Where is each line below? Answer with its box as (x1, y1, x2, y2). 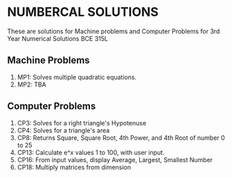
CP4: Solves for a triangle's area (17, 126, 110, 134)
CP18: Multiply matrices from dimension (17, 163, 132, 171)
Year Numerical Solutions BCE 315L (7, 34, 109, 42)
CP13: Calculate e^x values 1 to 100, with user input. (17, 148, 165, 157)
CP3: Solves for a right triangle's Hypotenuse (17, 118, 147, 127)
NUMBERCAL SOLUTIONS (7, 4, 159, 20)
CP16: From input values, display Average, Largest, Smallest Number (17, 155, 213, 163)
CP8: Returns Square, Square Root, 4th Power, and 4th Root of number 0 (17, 133, 225, 142)
